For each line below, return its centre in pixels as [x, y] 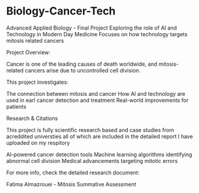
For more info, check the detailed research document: [73, 172]
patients [16, 106]
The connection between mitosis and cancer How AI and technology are [96, 93]
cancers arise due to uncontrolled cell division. [83, 70]
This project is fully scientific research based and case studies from [90, 130]
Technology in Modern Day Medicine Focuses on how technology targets [97, 34]
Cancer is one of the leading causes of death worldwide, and [82, 64]
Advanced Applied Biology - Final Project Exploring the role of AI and [92, 28]
